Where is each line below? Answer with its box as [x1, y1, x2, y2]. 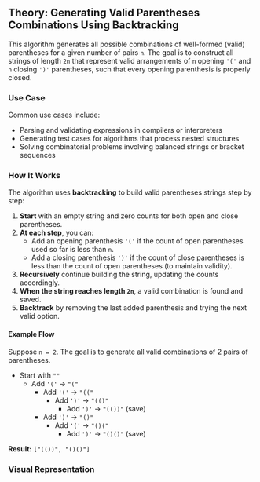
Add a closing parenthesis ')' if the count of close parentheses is [31, 253, 245, 262]
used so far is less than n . [31, 245, 114, 254]
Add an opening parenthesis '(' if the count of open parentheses [31, 236, 244, 246]
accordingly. [19, 278, 60, 287]
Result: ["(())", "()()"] [8, 444, 90, 454]
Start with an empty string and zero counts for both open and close [19, 211, 239, 221]
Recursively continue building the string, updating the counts [19, 270, 219, 279]
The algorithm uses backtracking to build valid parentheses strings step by [8, 188, 252, 197]
